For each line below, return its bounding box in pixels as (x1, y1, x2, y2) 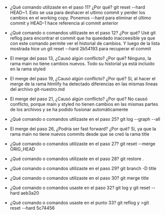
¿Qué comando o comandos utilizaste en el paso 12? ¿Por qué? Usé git (9, 30, 156, 35)
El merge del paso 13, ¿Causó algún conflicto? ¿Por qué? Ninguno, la (9, 55, 151, 61)
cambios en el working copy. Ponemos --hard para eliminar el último (9, 15, 151, 20)
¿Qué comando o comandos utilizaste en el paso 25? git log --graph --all (9, 116, 160, 122)
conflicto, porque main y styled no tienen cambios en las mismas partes (9, 101, 158, 107)
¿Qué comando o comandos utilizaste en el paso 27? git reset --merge (9, 141, 156, 147)
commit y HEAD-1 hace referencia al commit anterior (9, 20, 118, 26)
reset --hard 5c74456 (9, 205, 55, 211)
